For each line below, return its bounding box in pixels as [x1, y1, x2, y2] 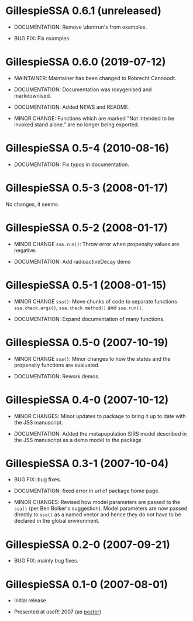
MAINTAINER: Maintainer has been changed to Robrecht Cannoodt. [13, 74, 177, 81]
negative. [13, 247, 37, 254]
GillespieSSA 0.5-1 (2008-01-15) [5, 278, 167, 292]
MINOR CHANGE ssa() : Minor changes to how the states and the [13, 355, 171, 362]
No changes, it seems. [5, 201, 60, 208]
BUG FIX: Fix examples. [13, 34, 71, 42]
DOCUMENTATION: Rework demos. [13, 372, 100, 379]
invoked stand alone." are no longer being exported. [13, 121, 140, 128]
